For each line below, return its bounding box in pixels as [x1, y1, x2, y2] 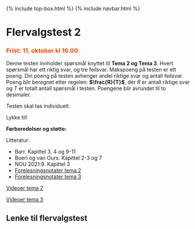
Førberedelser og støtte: [6, 125, 67, 132]
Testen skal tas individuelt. [6, 102, 70, 109]
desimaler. [6, 91, 31, 98]
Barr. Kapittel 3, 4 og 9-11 [14, 148, 76, 155]
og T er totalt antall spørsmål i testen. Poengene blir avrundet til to [6, 85, 166, 92]
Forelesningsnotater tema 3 [14, 173, 82, 180]
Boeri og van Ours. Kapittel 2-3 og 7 [14, 154, 102, 161]
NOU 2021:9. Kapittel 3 [14, 161, 70, 168]
